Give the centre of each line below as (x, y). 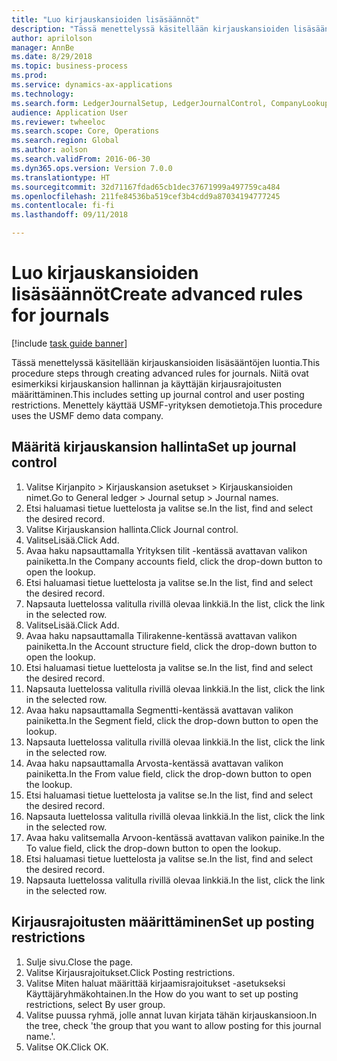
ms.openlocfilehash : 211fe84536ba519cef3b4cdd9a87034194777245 (146, 196)
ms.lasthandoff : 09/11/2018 (70, 215)
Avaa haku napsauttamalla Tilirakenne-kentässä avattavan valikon (161, 635)
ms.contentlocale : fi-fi (63, 206)
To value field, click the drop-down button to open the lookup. (153, 848)
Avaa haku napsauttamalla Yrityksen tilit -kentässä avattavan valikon (166, 550)
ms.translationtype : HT (61, 177)
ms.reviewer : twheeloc (58, 122)
